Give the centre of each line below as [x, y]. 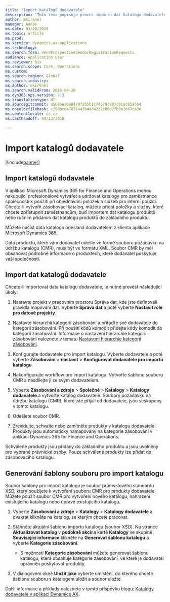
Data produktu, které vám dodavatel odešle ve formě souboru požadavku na [85, 242]
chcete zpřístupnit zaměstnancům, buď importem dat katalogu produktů [80, 212]
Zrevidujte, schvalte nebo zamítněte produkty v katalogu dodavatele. [84, 426]
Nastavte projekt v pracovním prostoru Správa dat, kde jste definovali [85, 302]
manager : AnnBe [21, 24]
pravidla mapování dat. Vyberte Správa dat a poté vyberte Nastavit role [88, 307]
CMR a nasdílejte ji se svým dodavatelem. [56, 380]
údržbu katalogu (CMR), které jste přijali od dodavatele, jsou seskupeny [87, 401]
